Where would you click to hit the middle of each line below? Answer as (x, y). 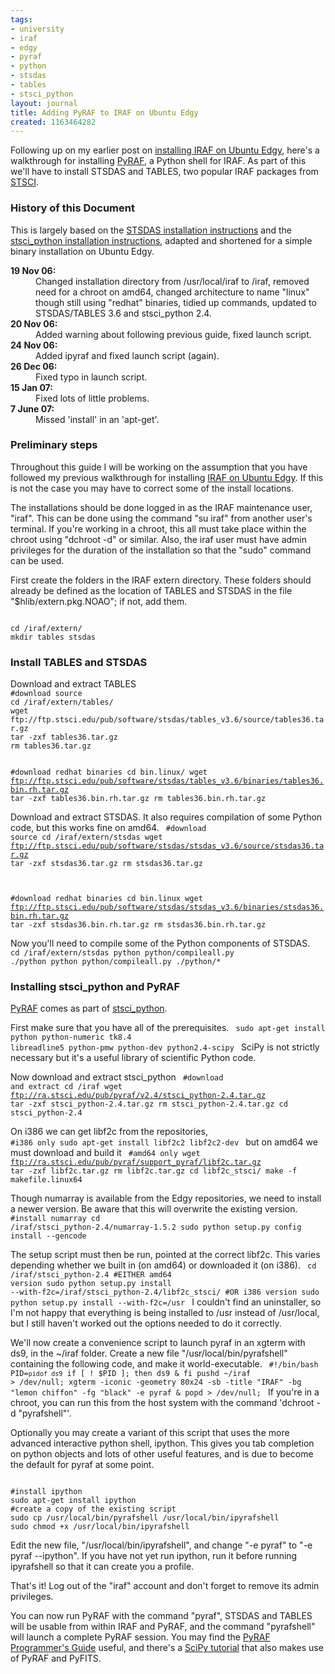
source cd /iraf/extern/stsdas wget (86, 837)
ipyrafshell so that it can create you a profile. (102, 1567)
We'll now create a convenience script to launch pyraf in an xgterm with (158, 1343)
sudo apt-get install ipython (73, 1501)
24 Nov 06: (34, 345)
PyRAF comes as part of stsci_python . (89, 1008)
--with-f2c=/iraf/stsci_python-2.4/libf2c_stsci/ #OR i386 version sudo (165, 1292)
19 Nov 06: (33, 270)
